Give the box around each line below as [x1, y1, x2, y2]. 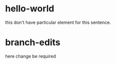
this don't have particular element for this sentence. [5, 19, 111, 25]
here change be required [5, 53, 56, 59]
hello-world [5, 3, 55, 14]
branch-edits [5, 37, 61, 48]
